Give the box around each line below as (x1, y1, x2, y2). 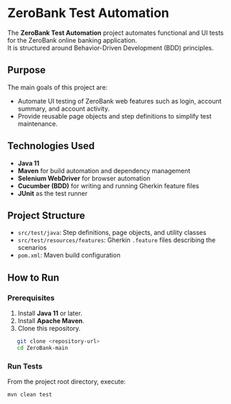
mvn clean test (7, 391, 53, 398)
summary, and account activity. (17, 104, 110, 113)
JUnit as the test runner (17, 189, 87, 197)
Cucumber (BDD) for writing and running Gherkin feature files (17, 181, 200, 190)
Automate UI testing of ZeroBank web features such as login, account (17, 97, 222, 105)
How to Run (7, 271, 60, 283)
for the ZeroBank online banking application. (7, 36, 137, 44)
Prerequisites (7, 293, 55, 302)
